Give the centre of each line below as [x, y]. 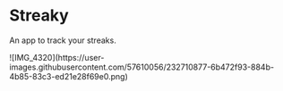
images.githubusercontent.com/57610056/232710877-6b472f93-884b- [142, 67]
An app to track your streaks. [63, 40]
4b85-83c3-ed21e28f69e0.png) [69, 76]
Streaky [39, 16]
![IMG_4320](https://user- [57, 57]
